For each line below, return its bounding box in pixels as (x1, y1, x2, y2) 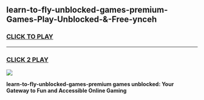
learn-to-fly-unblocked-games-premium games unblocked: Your (6, 80, 174, 87)
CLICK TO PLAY (6, 33, 53, 41)
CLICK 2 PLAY (6, 55, 49, 64)
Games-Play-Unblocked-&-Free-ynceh (6, 15, 157, 25)
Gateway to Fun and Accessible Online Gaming (6, 87, 127, 94)
